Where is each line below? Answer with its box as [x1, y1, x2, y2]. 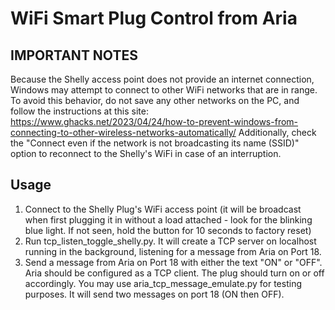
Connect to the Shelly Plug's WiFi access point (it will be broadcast [24, 203, 302, 215]
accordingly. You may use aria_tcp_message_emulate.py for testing [24, 277, 302, 289]
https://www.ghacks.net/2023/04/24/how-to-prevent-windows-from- [10, 116, 299, 127]
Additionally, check [238, 127, 317, 138]
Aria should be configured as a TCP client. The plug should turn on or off [24, 267, 325, 279]
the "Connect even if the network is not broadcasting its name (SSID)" [10, 137, 300, 149]
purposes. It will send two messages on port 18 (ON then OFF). [24, 288, 285, 300]
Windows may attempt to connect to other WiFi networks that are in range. [10, 84, 318, 96]
